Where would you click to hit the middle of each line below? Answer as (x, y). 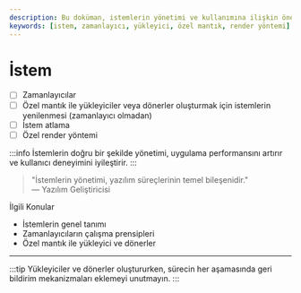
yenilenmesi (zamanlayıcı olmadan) (87, 115)
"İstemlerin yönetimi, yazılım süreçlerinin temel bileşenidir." (140, 179)
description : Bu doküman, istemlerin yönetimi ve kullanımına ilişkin (144, 17)
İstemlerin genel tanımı (64, 224)
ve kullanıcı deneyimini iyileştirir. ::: (73, 162)
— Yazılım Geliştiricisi (70, 189)
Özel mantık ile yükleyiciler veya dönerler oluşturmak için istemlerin (146, 105)
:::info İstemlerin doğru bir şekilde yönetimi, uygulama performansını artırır (146, 152)
